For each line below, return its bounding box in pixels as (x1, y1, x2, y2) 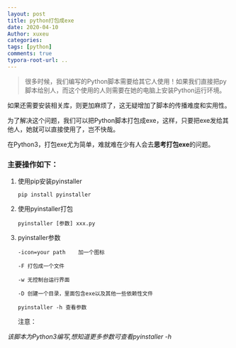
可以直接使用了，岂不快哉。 (38, 125, 119, 134)
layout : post (7, 10, 46, 18)
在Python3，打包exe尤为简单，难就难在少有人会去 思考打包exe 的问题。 (7, 140, 215, 148)
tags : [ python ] (7, 43, 52, 50)
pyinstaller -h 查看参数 (17, 304, 87, 311)
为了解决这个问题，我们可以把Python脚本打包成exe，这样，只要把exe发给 (7, 116, 223, 124)
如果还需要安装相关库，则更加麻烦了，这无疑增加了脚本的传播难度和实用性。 (7, 101, 231, 109)
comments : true (7, 50, 52, 58)
